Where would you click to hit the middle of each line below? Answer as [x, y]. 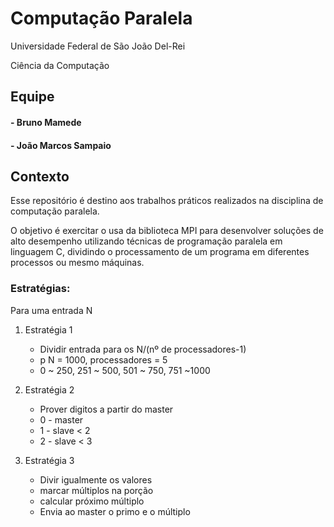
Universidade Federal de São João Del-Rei [98, 46]
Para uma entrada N [51, 310]
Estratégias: [40, 289]
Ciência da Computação [60, 65]
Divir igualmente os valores [96, 479]
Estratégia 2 [49, 389]
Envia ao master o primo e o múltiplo [115, 511]
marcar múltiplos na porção [96, 490]
